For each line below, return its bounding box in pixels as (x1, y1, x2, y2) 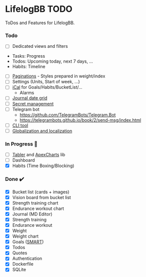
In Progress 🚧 (5, 140, 38, 147)
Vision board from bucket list (12, 194, 72, 200)
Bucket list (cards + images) (12, 189, 70, 195)
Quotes (12, 250, 28, 256)
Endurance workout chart (12, 206, 64, 211)
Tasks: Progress (12, 53, 45, 59)
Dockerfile (12, 261, 34, 267)
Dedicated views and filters (12, 43, 68, 49)
